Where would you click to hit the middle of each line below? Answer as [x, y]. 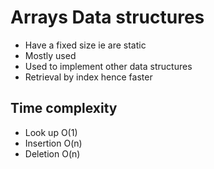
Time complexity [64, 108]
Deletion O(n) [52, 153]
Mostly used [50, 55]
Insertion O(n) [53, 143]
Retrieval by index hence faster [88, 77]
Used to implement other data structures [108, 66]
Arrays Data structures [107, 17]
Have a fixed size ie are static [85, 45]
